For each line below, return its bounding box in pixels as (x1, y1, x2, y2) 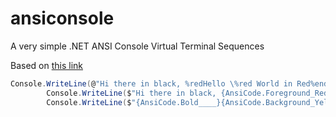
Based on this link (10, 59, 83, 71)
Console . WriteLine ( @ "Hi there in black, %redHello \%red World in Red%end (10, 78, 329, 89)
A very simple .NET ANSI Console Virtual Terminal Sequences (10, 40, 265, 52)
